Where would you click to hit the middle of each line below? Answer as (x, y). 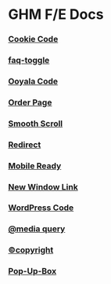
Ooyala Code (33, 81)
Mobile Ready (35, 165)
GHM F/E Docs (56, 15)
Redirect (25, 145)
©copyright (31, 250)
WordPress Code (41, 208)
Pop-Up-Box (32, 271)
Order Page (30, 102)
